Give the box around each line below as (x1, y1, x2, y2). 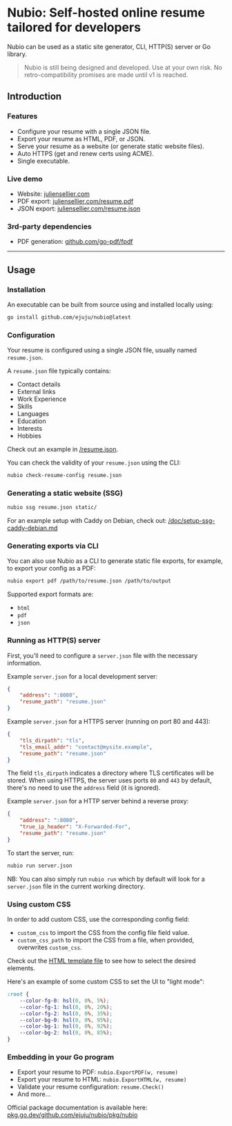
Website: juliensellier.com (17, 189, 90, 198)
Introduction (7, 91, 62, 102)
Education (17, 417, 46, 425)
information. (7, 659, 42, 667)
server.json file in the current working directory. (7, 882, 145, 891)
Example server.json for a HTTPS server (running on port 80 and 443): (7, 717, 211, 726)
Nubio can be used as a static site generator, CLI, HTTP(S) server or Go (7, 42, 211, 51)
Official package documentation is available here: (7, 1103, 148, 1112)
